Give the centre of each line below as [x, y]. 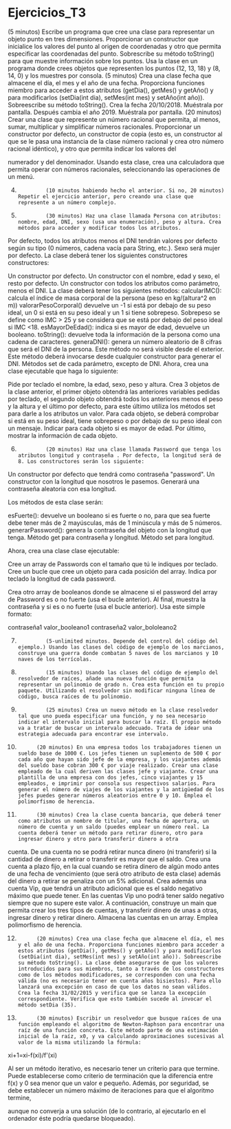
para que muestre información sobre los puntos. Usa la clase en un [103, 61]
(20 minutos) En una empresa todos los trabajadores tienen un [129, 747]
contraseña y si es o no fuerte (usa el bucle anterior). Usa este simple [107, 606]
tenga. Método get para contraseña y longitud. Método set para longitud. [111, 537]
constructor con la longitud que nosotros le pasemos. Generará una [104, 481]
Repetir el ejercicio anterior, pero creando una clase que [106, 196]
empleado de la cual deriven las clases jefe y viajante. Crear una [118, 771]
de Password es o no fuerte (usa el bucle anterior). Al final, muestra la [107, 599]
